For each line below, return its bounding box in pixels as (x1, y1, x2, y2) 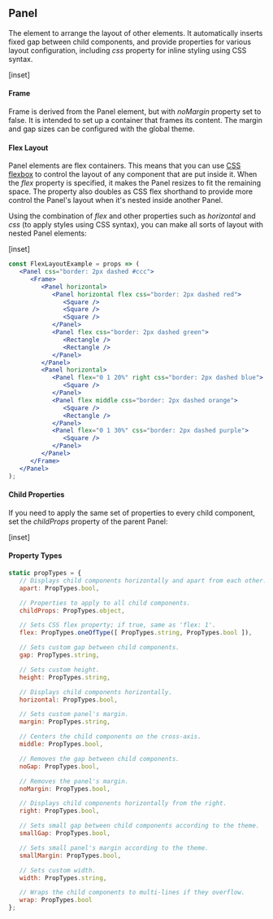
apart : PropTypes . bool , (19, 584, 100, 592)
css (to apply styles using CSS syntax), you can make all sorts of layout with (8, 220, 264, 230)
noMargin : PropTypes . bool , (19, 785, 111, 793)
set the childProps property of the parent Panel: (8, 517, 168, 526)
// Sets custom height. (19, 666, 100, 674)
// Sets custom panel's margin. (19, 710, 129, 719)
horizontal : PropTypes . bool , (19, 696, 118, 704)
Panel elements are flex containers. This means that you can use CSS (8, 160, 241, 170)
